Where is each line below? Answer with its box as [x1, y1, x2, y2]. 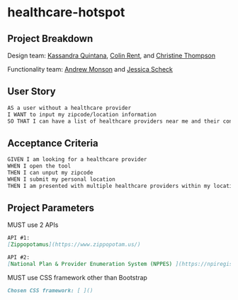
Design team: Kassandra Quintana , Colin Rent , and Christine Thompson [7, 51, 216, 60]
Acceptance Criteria [7, 137, 98, 149]
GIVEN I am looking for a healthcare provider [7, 156, 147, 163]
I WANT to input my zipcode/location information [7, 111, 157, 118]
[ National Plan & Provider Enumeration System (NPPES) [7, 260, 173, 268]
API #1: [7, 235, 30, 242]
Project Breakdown [7, 33, 93, 45]
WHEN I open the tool [7, 162, 72, 170]
